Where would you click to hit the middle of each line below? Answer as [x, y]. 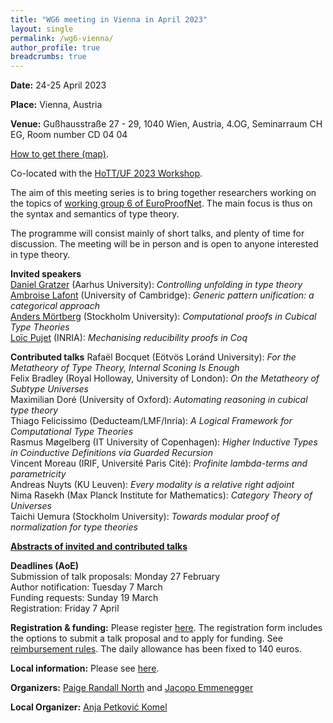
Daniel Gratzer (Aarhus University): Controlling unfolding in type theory [156, 285]
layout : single [42, 29]
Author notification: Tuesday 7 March [86, 587]
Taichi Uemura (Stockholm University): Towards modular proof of [145, 517]
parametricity [38, 474]
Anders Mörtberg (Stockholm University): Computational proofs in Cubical [163, 317]
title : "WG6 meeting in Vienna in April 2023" [109, 19]
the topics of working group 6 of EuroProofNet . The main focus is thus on [161, 203]
